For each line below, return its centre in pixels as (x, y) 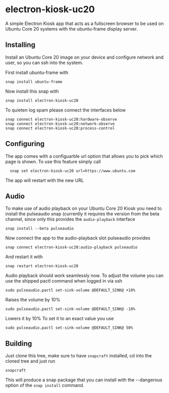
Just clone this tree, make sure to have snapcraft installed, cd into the (79, 356)
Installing (20, 45)
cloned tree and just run (30, 361)
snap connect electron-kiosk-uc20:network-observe (60, 124)
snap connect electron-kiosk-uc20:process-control (60, 128)
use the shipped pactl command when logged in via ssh (64, 281)
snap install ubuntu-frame (34, 82)
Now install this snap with (32, 91)
